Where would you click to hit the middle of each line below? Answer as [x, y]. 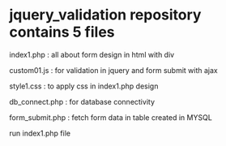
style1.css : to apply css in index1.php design [84, 86]
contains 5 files [62, 32]
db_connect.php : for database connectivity [82, 101]
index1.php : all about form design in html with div [92, 54]
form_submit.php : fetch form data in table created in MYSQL [111, 117]
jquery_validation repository [105, 15]
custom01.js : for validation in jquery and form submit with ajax [113, 70]
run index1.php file [40, 133]
